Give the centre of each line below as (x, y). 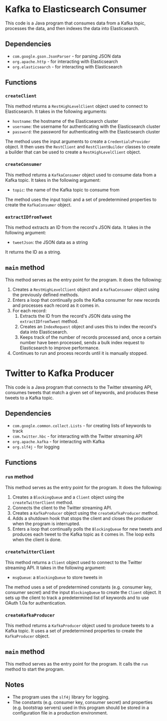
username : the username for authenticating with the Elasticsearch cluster (86, 126)
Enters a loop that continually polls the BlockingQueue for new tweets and (87, 529)
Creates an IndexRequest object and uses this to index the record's (88, 326)
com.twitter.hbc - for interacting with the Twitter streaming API (78, 436)
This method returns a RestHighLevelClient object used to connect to (77, 106)
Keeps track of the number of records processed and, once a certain (90, 337)
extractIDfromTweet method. (49, 321)
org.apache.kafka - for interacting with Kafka (58, 441)
